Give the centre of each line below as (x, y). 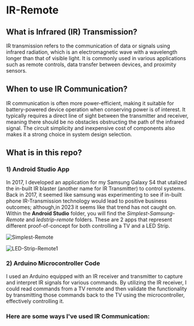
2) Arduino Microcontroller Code (53, 263)
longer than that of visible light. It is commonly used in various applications (96, 58)
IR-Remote (32, 10)
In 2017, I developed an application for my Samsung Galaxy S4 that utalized (96, 182)
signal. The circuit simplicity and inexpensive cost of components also (91, 128)
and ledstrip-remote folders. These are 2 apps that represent (99, 219)
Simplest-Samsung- (151, 213)
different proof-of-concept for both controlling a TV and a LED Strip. (88, 225)
